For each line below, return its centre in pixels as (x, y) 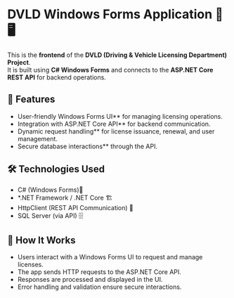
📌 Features (31, 99)
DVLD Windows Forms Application (110, 14)
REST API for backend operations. (57, 77)
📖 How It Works (41, 240)
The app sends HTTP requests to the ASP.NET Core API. (99, 272)
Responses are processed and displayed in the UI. (90, 280)
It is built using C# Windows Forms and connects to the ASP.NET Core (110, 70)
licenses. (30, 265)
